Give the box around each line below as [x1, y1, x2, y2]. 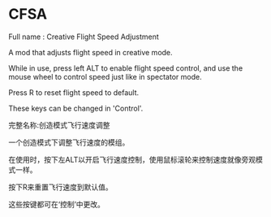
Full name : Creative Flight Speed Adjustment [8, 32, 160, 41]
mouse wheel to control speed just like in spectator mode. [8, 72, 202, 81]
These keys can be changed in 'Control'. [8, 103, 144, 113]
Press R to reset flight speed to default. [8, 87, 140, 98]
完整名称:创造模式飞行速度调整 [8, 119, 111, 130]
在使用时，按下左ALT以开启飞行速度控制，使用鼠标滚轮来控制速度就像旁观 [8, 154, 256, 164]
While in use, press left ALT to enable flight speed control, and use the [8, 63, 243, 73]
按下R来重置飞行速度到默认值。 [8, 182, 114, 192]
